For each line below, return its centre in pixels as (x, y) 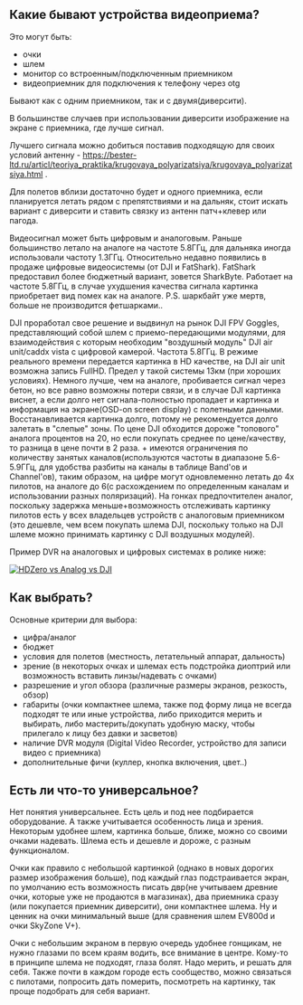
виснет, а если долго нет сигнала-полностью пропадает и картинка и (144, 399)
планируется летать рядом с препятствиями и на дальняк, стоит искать (149, 201)
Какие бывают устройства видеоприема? (134, 15)
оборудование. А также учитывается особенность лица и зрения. (137, 821)
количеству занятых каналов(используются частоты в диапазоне (137, 457)
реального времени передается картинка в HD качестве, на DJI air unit (147, 361)
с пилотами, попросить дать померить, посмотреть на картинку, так (142, 981)
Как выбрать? (51, 597)
